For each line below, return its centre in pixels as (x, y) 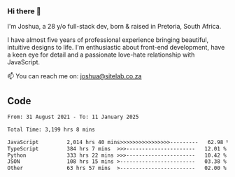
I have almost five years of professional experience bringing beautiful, (108, 40)
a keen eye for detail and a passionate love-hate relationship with (101, 55)
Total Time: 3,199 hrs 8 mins (51, 129)
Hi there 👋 (24, 11)
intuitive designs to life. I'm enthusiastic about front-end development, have (116, 48)
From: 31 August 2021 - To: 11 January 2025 (73, 117)
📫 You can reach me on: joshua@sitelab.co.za (74, 76)
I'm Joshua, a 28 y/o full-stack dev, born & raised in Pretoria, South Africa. (114, 27)
